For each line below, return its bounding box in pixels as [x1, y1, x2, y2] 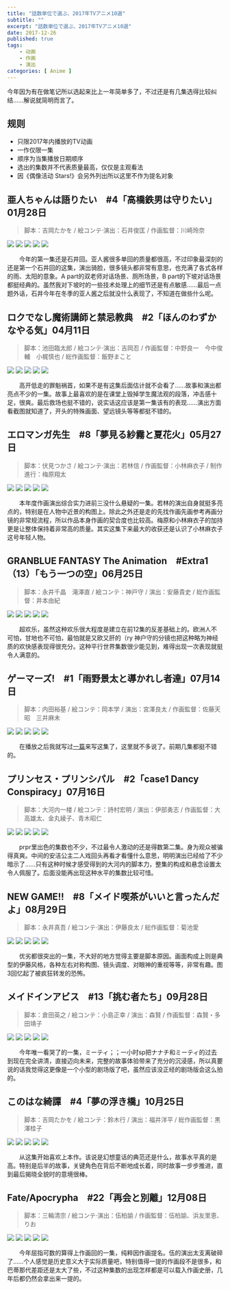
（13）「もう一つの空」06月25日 [7, 568, 144, 580]
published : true [7, 36, 53, 43]
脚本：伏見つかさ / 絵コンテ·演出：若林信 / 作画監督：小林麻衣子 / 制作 [23, 461, 222, 469]
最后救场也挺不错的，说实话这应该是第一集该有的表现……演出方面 [36, 398, 222, 406]
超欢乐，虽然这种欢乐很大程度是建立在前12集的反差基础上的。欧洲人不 [18, 625, 218, 633]
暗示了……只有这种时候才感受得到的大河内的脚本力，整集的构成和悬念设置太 [7, 860, 222, 868]
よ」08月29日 [7, 904, 67, 915]
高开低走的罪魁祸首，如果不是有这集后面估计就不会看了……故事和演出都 [18, 381, 222, 389]
